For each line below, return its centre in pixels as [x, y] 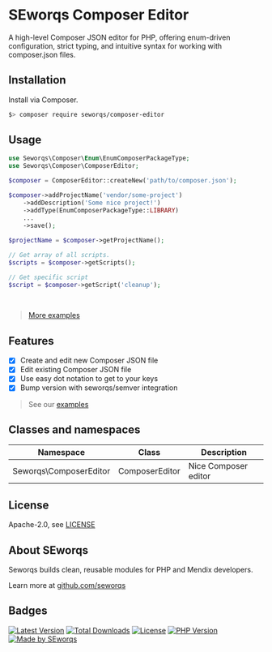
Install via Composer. [43, 100]
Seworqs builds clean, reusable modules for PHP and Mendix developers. [131, 569]
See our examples [58, 404]
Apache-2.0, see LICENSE [52, 525]
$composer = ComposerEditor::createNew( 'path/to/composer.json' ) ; [123, 181]
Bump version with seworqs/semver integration [99, 388]
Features [31, 341]
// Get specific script [49, 277]
